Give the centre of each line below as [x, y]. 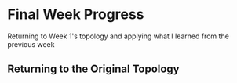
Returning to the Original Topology [93, 69]
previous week [31, 44]
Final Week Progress [76, 14]
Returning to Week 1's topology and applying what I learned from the [118, 36]
